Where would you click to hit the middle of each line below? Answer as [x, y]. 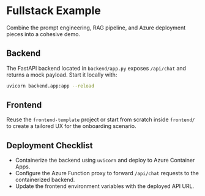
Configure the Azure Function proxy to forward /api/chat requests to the [107, 173]
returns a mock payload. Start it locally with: [62, 75]
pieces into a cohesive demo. [43, 34]
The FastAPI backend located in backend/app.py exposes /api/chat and [96, 68]
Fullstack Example [54, 11]
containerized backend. [45, 180]
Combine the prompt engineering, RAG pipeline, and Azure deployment [96, 28]
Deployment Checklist [50, 145]
